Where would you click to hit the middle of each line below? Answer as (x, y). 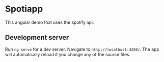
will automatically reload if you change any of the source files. (68, 54)
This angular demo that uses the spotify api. (50, 22)
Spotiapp (24, 9)
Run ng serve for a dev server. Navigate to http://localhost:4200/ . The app (82, 49)
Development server (37, 38)
